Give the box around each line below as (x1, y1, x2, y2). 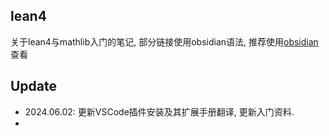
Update (10, 78, 58, 95)
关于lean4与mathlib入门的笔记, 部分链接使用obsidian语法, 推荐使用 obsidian (10, 35, 319, 48)
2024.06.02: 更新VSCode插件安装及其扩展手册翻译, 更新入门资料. (24, 105, 295, 118)
